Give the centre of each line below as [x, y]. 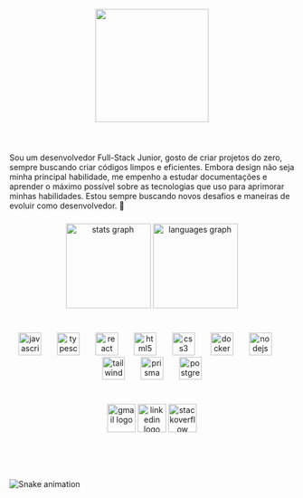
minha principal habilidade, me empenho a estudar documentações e [138, 177]
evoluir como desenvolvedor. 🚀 [67, 206]
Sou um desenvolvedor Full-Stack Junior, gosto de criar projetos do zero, [146, 158]
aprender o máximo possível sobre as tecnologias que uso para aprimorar [147, 186]
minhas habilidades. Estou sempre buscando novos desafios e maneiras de [150, 196]
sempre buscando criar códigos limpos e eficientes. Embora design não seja [152, 167]
